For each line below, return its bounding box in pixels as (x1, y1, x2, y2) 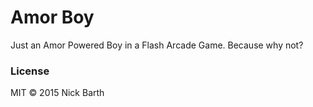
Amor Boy (10, 6, 95, 29)
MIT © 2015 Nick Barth (10, 87, 105, 99)
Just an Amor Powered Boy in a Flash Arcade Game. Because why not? (10, 39, 304, 51)
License (10, 64, 50, 78)
